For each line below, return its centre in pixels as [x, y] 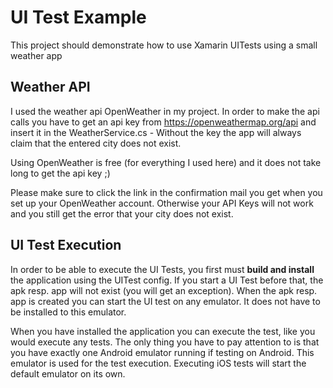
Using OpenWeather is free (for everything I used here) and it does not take [166, 162]
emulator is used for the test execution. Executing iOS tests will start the [158, 363]
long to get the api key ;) [60, 173]
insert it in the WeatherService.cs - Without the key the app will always [156, 132]
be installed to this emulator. [68, 312]
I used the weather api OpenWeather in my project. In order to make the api [165, 111]
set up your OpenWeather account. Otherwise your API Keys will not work [162, 203]
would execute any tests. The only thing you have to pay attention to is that [165, 342]
